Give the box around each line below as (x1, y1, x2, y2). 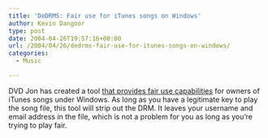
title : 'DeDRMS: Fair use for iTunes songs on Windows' (8, 11, 201, 20)
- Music (15, 57, 42, 65)
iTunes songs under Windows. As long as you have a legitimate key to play (8, 94, 258, 104)
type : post (8, 27, 45, 35)
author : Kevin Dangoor (8, 19, 85, 27)
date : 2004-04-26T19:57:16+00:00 (8, 34, 122, 43)
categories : (8, 49, 49, 57)
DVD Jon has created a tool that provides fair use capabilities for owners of (8, 86, 260, 95)
